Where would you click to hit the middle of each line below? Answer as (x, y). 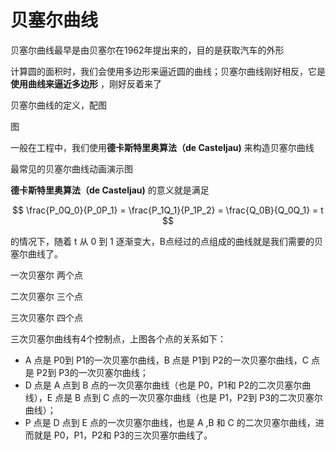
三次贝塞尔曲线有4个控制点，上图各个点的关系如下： (118, 338)
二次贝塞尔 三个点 (46, 296)
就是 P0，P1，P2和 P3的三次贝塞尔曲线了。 (123, 435)
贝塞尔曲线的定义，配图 (58, 105)
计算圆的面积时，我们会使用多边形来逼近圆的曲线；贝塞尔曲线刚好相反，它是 (168, 71)
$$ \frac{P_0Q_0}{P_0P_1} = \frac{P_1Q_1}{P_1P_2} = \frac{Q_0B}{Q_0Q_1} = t (168, 210)
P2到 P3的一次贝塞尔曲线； (92, 372)
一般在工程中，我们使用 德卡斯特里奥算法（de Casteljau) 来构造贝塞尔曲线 (162, 147)
